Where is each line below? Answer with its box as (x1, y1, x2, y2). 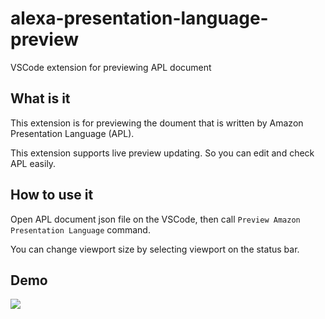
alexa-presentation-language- (10, 7, 269, 30)
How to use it (10, 187, 94, 204)
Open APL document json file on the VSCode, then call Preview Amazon (10, 213, 301, 225)
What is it (10, 90, 71, 107)
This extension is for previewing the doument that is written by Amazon (10, 117, 304, 129)
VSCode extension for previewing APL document (10, 61, 212, 73)
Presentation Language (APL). (10, 127, 135, 139)
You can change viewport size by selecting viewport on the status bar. (10, 243, 300, 255)
